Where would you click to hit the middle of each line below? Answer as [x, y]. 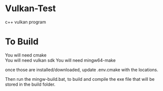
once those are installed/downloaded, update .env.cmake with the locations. [82, 70]
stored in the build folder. [30, 84]
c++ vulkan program [26, 22]
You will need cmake [26, 55]
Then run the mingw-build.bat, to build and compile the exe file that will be [80, 79]
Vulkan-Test [31, 9]
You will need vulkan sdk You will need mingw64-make [61, 60]
